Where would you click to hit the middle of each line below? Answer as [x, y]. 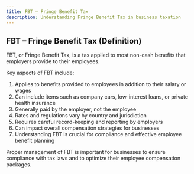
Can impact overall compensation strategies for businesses [87, 128]
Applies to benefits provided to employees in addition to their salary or [100, 84]
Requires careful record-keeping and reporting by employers [89, 122]
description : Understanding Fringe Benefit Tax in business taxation [94, 17]
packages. [19, 165]
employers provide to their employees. [53, 61]
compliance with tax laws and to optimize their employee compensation [93, 158]
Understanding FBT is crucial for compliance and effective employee [98, 134]
